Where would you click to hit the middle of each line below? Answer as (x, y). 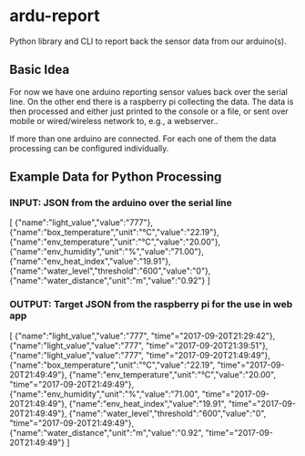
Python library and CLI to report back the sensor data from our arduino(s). (148, 41)
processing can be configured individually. (89, 148)
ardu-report (55, 16)
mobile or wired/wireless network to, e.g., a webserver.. (114, 120)
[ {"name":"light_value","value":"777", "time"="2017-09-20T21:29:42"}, (142, 336)
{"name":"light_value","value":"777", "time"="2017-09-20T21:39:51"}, (139, 345)
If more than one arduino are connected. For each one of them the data (143, 139)
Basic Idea (40, 70)
